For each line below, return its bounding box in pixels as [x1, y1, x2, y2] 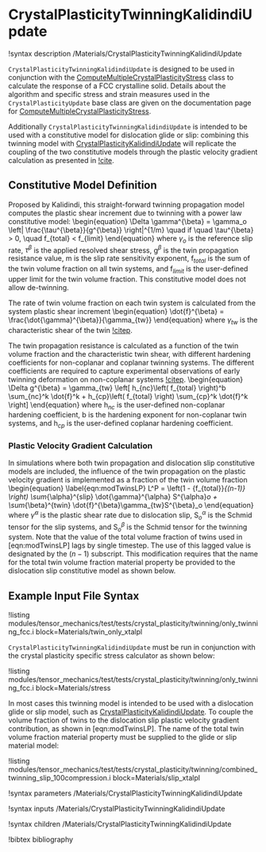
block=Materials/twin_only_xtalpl [35, 627, 143, 637]
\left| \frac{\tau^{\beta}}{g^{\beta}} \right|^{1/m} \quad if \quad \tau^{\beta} [8, 225, 254, 234]
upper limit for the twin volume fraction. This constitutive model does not [8, 274, 246, 284]
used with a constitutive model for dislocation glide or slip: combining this [8, 130, 249, 140]
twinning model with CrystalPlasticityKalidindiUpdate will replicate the [8, 138, 237, 148]
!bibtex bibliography [8, 835, 74, 844]
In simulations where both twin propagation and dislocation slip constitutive [8, 459, 256, 468]
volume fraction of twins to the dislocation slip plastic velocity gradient [8, 715, 240, 725]
